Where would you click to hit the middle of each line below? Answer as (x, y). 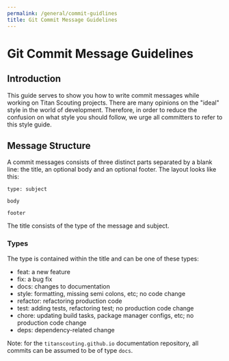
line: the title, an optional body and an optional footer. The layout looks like (112, 170)
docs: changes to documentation (64, 286)
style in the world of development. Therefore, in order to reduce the (102, 109)
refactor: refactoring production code (69, 301)
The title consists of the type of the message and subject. (88, 226)
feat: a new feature (43, 271)
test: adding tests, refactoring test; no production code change (105, 308)
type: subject (27, 189)
